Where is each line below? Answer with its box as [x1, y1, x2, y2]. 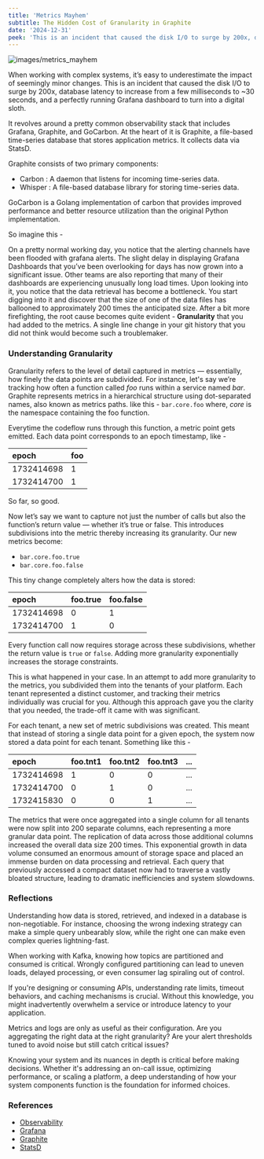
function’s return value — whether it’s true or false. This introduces [8, 519, 224, 529]
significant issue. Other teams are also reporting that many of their [8, 270, 223, 280]
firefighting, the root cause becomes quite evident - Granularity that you [8, 312, 244, 321]
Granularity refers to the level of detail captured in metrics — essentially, [8, 366, 243, 376]
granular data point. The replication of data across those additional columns [8, 831, 254, 841]
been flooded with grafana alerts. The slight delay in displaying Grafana [8, 253, 240, 263]
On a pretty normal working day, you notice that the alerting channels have [8, 245, 250, 255]
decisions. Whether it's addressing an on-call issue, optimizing [8, 1063, 212, 1073]
